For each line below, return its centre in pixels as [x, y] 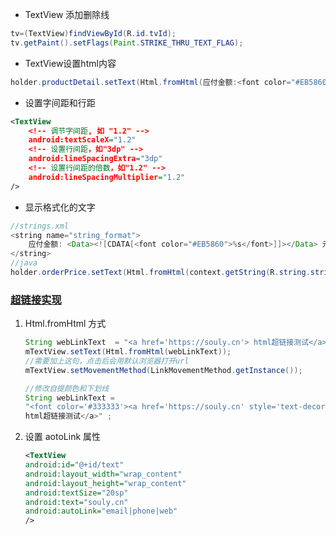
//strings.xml [40, 226]
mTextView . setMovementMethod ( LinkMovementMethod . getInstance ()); [163, 370]
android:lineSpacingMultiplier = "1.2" [107, 177]
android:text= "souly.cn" [76, 502]
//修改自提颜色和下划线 [67, 388]
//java [24, 263]
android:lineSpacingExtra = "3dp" [95, 159]
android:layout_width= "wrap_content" [103, 474]
